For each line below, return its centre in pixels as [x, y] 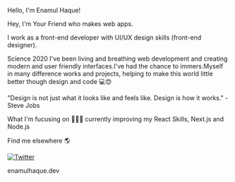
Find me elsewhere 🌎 [39, 141]
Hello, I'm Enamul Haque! [44, 10]
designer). [22, 45]
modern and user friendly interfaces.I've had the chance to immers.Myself [115, 66]
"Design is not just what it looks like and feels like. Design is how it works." [115, 98]
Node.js [19, 127]
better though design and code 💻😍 [60, 81]
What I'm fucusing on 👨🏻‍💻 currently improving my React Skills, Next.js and [116, 119]
